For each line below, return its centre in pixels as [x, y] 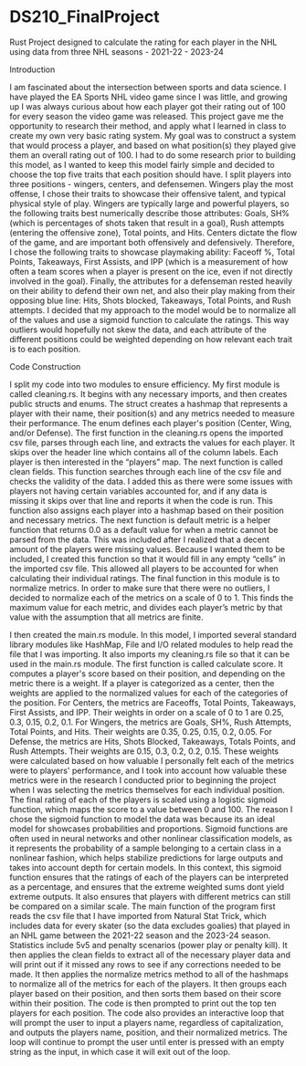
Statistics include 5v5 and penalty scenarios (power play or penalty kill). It [148, 945]
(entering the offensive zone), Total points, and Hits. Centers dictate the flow [153, 232]
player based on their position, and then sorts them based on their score [145, 993]
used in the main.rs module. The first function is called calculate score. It [146, 664]
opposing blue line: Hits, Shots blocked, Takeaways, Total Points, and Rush [150, 300]
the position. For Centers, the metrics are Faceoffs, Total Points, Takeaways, [153, 702]
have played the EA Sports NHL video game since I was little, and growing [148, 97]
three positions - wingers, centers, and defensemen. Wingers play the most [152, 183]
